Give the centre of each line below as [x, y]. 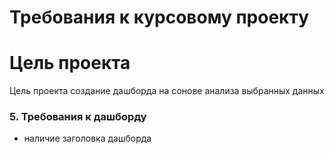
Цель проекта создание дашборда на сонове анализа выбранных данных [167, 91]
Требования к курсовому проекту [159, 17]
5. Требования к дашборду [78, 117]
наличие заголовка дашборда [87, 138]
